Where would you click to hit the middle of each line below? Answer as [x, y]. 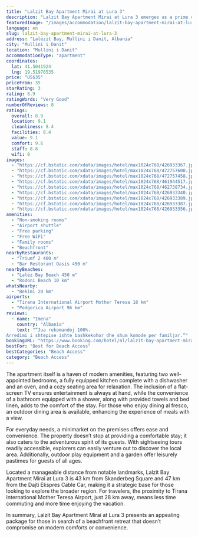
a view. [15, 418]
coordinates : [22, 61]
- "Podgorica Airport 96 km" [47, 308]
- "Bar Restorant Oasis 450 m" [50, 264]
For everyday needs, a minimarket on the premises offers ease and [88, 429]
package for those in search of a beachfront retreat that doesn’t [83, 521]
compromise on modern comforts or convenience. [67, 527]
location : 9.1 [29, 122]
